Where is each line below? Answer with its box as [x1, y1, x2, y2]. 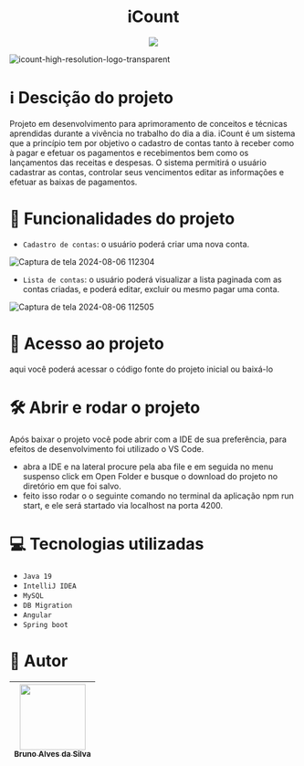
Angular [22, 610, 52, 620]
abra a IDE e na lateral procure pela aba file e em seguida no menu [22, 461, 274, 472]
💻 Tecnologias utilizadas [9, 533, 204, 554]
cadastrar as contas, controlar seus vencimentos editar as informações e [9, 166, 285, 177]
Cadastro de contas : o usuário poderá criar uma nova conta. [22, 238, 250, 249]
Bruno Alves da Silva [14, 749, 91, 760]
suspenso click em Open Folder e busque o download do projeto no [22, 470, 278, 481]
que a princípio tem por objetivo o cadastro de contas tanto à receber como [9, 137, 295, 148]
